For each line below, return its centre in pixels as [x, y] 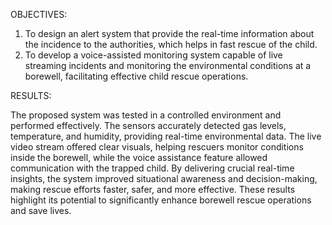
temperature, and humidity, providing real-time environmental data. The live [166, 136]
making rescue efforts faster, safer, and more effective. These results [153, 189]
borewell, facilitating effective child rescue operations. [136, 76]
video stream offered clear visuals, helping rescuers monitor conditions [157, 147]
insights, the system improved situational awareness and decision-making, [164, 178]
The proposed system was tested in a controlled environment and [146, 115]
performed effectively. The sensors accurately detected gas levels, [148, 125]
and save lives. [41, 210]
